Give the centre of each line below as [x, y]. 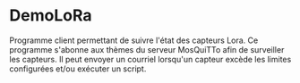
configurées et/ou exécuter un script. [78, 69]
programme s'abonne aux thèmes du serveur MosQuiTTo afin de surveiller [147, 49]
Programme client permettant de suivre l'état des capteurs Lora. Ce [134, 40]
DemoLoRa [51, 16]
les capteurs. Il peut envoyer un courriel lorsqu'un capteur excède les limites [150, 59]
